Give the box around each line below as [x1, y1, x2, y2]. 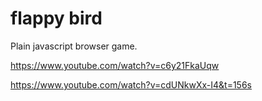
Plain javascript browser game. [10, 40, 138, 52]
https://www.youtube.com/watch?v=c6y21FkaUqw [10, 59, 220, 71]
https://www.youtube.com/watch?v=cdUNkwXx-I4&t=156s [10, 78, 252, 91]
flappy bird [10, 7, 103, 30]
